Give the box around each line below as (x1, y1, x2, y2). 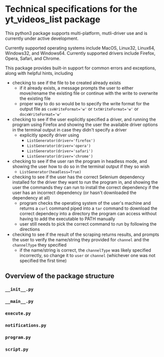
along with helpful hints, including (5, 70, 74, 76)
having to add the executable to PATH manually (19, 216, 115, 222)
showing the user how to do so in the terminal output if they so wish (12, 163, 150, 169)
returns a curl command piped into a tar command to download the (19, 205, 158, 211)
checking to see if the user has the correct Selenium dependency (12, 174, 145, 180)
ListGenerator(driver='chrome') (27, 154, 93, 159)
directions (19, 226, 40, 232)
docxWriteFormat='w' (19, 112, 62, 117)
